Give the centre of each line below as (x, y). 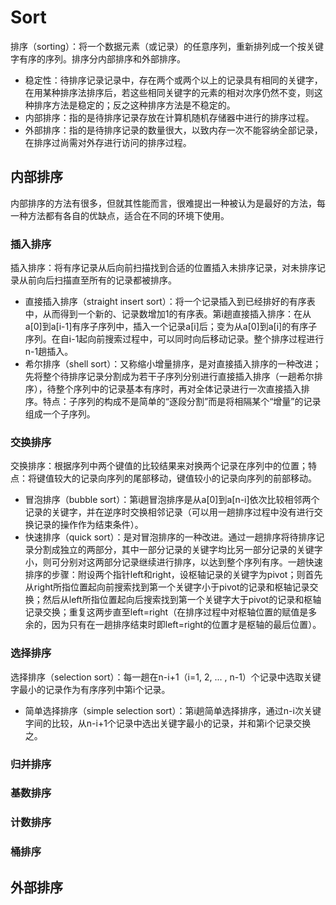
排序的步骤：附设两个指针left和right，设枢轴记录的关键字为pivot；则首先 (173, 575)
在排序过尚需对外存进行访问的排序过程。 (108, 142)
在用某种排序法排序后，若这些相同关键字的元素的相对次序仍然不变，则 (169, 92)
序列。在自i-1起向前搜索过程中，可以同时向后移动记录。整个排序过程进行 (174, 339)
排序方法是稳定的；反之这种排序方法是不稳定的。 (134, 105)
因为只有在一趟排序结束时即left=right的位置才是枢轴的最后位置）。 (186, 625)
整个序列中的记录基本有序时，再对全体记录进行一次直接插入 (178, 389)
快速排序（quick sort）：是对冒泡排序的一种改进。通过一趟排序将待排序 (170, 537)
